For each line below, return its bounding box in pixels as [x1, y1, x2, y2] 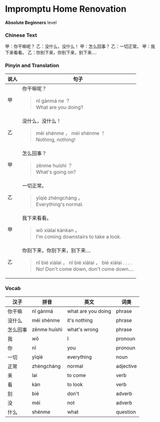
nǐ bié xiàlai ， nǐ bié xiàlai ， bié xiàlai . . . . [36, 259, 133, 266]
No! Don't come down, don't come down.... [36, 265, 134, 272]
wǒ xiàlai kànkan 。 [36, 227, 80, 233]
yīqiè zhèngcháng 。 [36, 194, 83, 201]
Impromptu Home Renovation [5, 3, 127, 15]
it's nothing [67, 316, 93, 323]
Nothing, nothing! [36, 136, 76, 143]
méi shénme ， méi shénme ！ [36, 129, 106, 136]
